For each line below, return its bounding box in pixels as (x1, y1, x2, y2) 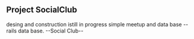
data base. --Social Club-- (17, 27, 84, 34)
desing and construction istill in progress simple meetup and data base (6, 20, 182, 28)
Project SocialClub (6, 5, 77, 15)
